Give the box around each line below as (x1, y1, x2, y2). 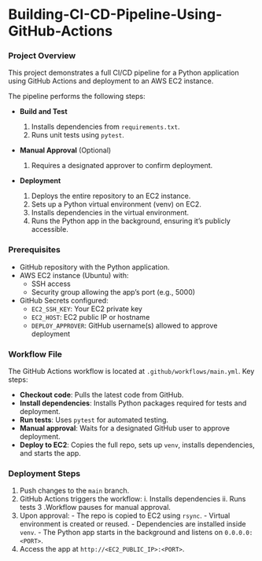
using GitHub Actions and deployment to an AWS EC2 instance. (8, 76, 214, 86)
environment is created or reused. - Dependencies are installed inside (19, 519, 246, 529)
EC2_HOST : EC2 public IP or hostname (31, 312, 150, 321)
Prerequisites (8, 244, 61, 255)
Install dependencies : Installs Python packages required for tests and (19, 398, 247, 408)
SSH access (31, 279, 71, 288)
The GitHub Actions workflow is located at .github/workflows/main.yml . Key (8, 367, 255, 376)
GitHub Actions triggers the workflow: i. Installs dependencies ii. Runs (19, 494, 246, 504)
